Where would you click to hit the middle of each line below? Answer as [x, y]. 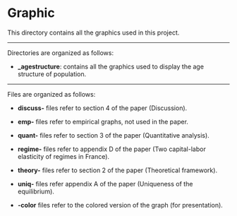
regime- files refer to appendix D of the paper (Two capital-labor [111, 149]
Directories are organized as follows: [61, 53]
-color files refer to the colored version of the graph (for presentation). [120, 205]
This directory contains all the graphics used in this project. [93, 32]
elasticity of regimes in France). [63, 156]
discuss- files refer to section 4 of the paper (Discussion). [102, 108]
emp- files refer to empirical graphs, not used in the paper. [103, 121]
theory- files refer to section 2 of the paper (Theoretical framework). [117, 170]
